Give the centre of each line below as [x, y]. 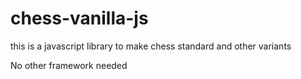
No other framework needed [69, 65]
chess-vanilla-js [79, 18]
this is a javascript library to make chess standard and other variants [151, 46]
